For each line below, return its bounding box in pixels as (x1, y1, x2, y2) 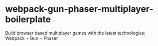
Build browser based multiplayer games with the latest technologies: (5, 30, 146, 36)
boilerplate (5, 14, 51, 25)
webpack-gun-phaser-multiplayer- (5, 3, 154, 15)
